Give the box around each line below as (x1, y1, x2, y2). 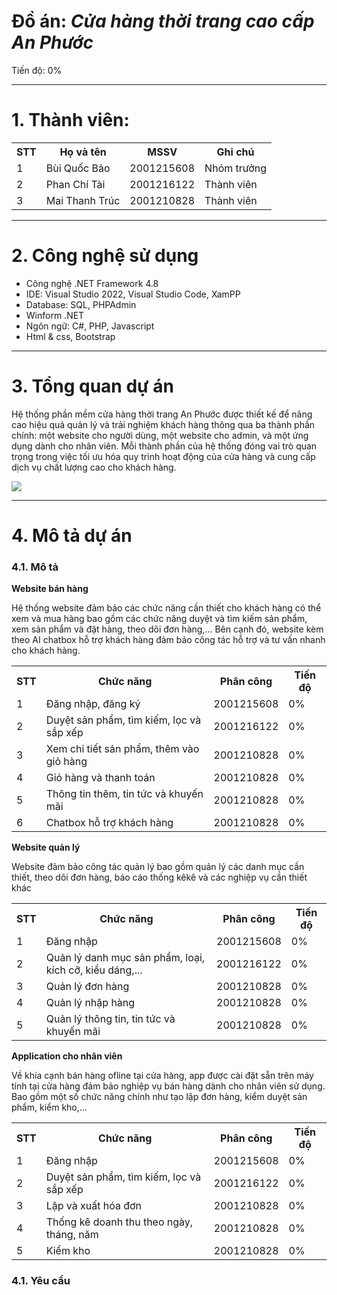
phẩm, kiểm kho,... (11, 1101, 88, 1114)
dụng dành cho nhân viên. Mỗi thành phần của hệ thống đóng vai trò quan (11, 440, 318, 452)
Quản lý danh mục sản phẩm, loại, (45, 951, 206, 965)
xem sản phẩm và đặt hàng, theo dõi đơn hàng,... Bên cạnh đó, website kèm (11, 623, 324, 635)
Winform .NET (25, 309, 85, 321)
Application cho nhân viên (11, 1050, 123, 1062)
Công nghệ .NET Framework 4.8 (25, 277, 159, 289)
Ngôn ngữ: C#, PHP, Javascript (25, 320, 155, 332)
